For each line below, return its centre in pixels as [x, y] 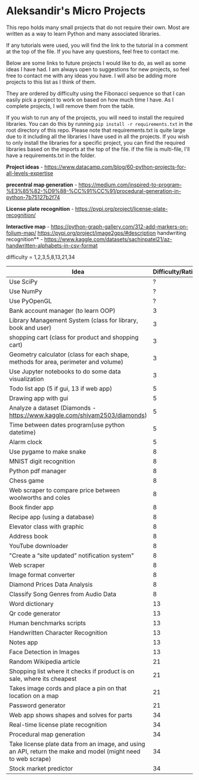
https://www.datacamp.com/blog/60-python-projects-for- [115, 167]
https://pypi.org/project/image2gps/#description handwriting [112, 233]
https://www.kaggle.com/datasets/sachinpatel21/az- [108, 239]
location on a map [34, 696]
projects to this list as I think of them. [51, 82]
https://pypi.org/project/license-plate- [121, 208]
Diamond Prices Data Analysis [51, 584]
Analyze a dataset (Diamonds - [53, 408]
